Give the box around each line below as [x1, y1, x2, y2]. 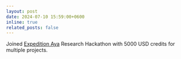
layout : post [6, 8, 38, 14]
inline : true [6, 19, 38, 25]
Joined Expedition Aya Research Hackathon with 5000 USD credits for [6, 40, 175, 47]
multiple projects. [6, 47, 48, 54]
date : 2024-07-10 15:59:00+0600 [6, 14, 85, 20]
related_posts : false [6, 24, 59, 31]
